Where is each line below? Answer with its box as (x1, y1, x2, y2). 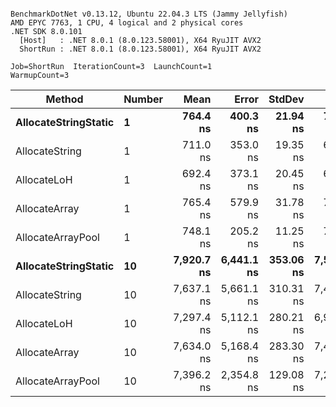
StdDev (268, 92, 305, 106)
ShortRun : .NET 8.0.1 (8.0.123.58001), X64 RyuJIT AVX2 (19, 44, 262, 54)
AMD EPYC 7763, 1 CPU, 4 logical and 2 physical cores (10, 18, 244, 28)
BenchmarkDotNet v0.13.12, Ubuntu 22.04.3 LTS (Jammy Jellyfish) (10, 9, 288, 19)
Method (45, 92, 84, 106)
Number (123, 92, 164, 106)
